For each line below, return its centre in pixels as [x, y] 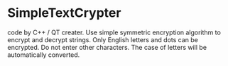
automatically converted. [44, 55]
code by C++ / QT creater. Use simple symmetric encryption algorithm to [114, 32]
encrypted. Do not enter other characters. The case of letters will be [107, 47]
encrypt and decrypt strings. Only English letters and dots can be [103, 39]
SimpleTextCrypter [64, 13]
